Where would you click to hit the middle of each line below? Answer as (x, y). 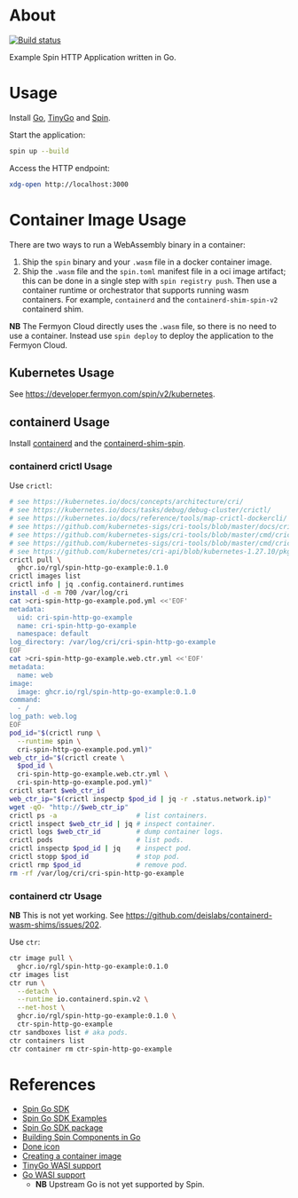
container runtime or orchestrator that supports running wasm (135, 290)
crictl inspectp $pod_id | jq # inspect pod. (101, 848)
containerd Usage (59, 422)
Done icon (41, 1147)
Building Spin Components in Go (81, 1138)
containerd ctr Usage (56, 895)
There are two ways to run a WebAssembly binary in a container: (127, 244)
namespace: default (53, 634)
